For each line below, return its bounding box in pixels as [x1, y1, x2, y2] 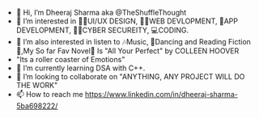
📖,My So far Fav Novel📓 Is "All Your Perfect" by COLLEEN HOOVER [15, 46, 240, 56]
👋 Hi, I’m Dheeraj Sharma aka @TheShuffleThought [15, 8, 187, 17]
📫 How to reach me [15, 90, 83, 99]
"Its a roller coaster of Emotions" [15, 55, 125, 64]
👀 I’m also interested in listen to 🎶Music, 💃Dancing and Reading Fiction [15, 37, 251, 46]
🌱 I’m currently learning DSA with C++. [15, 63, 146, 73]
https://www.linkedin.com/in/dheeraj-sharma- [84, 90, 239, 99]
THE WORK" [15, 81, 58, 90]
